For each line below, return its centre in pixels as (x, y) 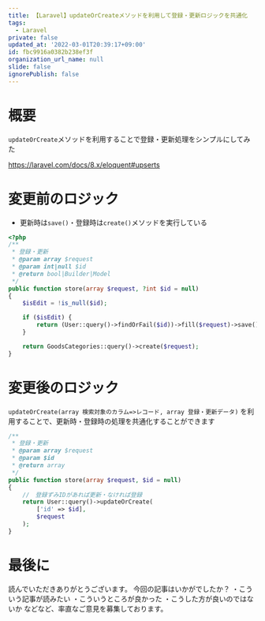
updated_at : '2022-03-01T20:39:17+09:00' (77, 45)
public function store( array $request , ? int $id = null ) (104, 289)
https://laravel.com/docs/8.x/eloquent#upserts (84, 165)
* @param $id (33, 458)
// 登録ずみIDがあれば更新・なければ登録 (82, 495)
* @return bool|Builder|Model (61, 274)
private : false (33, 37)
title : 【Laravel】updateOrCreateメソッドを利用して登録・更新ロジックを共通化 (128, 15)
